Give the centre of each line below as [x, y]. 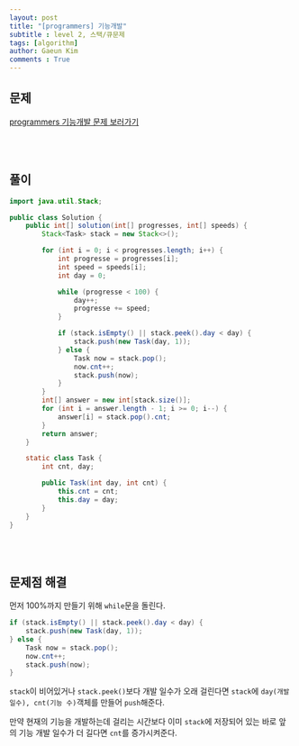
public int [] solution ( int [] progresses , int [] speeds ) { [136, 226]
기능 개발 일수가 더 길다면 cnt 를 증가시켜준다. [98, 733]
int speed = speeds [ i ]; [102, 267]
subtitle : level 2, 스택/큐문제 [68, 34]
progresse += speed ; [112, 309]
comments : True [40, 59]
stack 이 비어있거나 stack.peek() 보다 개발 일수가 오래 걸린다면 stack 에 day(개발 [149, 691]
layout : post [34, 18]
